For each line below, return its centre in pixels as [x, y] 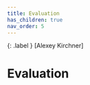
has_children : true [35, 20]
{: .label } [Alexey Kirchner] [45, 46]
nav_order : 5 [26, 26]
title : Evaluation [33, 13]
